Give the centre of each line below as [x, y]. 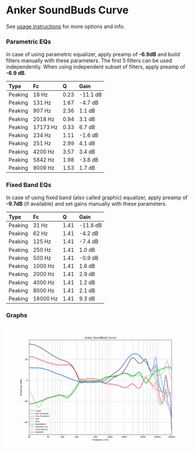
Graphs [17, 315]
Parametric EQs [29, 42]
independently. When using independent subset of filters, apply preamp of [96, 67]
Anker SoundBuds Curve [67, 10]
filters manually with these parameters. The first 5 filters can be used [89, 61]
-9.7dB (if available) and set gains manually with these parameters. [87, 204]
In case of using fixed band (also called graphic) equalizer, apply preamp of [97, 197]
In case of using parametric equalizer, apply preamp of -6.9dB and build [93, 55]
